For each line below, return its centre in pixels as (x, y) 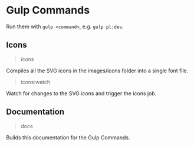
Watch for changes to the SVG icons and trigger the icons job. (81, 93)
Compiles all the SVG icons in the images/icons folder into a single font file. (97, 71)
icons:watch (35, 82)
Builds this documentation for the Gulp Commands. (68, 137)
